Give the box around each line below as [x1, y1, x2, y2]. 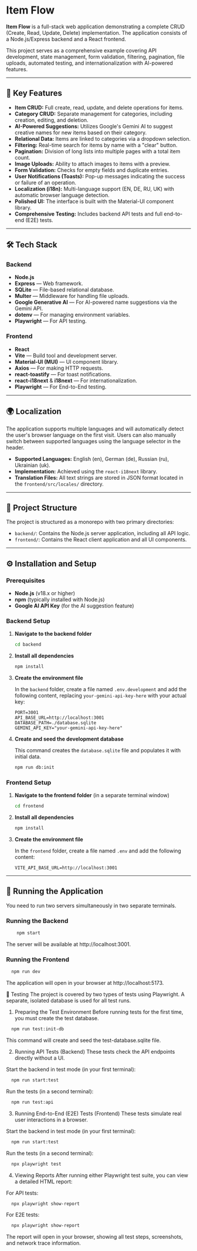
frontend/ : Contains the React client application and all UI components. [14, 536, 187, 543]
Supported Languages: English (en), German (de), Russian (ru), [14, 455, 169, 462]
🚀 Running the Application [6, 887, 104, 897]
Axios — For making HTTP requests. [14, 364, 104, 371]
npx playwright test [11, 1161, 62, 1167]
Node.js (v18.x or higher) [14, 590, 75, 597]
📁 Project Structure [6, 503, 77, 513]
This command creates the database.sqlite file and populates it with [14, 747, 181, 754]
